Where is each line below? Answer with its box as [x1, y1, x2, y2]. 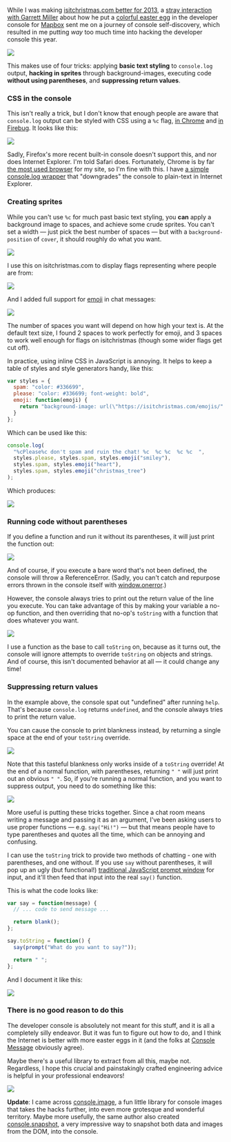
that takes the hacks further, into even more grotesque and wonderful [7, 1105, 205, 1113]
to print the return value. [7, 712, 77, 721]
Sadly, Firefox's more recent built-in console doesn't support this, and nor [7, 150, 217, 158]
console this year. [7, 35, 57, 44]
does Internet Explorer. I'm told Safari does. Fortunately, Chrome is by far [7, 158, 215, 166]
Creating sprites [7, 197, 63, 207]
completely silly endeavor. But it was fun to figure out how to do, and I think [7, 1029, 222, 1037]
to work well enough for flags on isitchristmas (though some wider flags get [7, 335, 222, 344]
